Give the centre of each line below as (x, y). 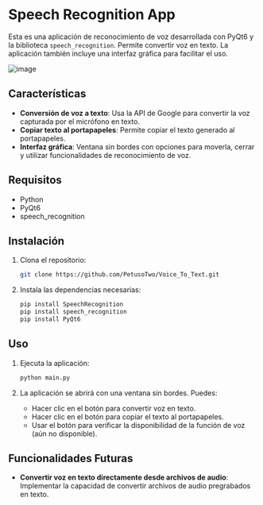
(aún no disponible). (64, 434)
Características (47, 94)
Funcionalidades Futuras (71, 458)
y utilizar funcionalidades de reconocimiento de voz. (105, 155)
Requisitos (35, 180)
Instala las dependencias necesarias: (80, 290)
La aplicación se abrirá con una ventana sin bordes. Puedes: (118, 393)
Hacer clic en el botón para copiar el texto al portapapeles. (128, 416)
